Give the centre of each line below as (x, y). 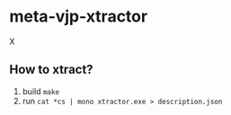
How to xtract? (51, 70)
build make (41, 91)
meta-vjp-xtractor (79, 17)
